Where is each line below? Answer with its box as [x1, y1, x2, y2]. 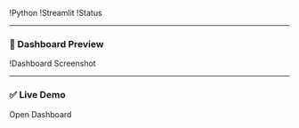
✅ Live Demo [9, 89, 67, 101]
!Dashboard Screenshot [9, 58, 96, 69]
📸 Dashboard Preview [9, 37, 104, 50]
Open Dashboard [9, 108, 72, 119]
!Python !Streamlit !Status [9, 8, 102, 18]
